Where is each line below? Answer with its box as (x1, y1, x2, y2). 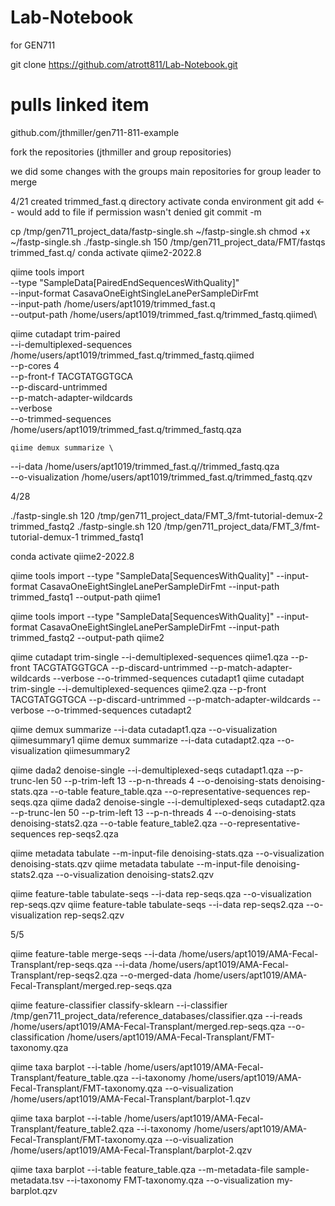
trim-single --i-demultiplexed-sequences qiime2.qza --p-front (10, 682, 267, 695)
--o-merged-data (119, 969, 192, 981)
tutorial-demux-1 (10, 531, 79, 543)
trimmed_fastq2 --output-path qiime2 (10, 631, 165, 643)
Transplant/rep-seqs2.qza (10, 969, 118, 981)
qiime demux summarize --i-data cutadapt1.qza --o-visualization (10, 723, 278, 735)
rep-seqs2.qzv (63, 909, 125, 921)
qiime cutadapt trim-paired (10, 327, 121, 340)
